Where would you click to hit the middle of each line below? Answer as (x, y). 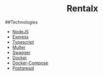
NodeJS (20, 31)
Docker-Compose (30, 63)
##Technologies (22, 22)
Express (20, 37)
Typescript (23, 42)
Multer (19, 47)
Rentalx (82, 9)
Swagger (21, 52)
